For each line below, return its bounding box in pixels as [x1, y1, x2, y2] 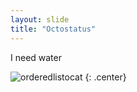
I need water [10, 51, 62, 63]
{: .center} [84, 71, 127, 83]
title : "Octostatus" [10, 24, 97, 34]
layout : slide [10, 14, 70, 25]
